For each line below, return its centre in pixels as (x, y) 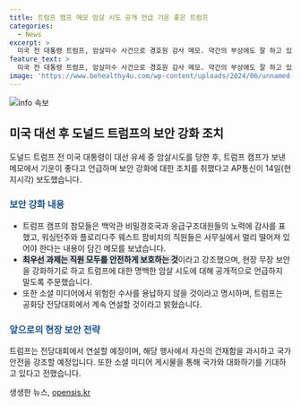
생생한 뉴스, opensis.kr (50, 393)
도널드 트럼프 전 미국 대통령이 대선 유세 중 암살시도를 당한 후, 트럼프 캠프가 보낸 (148, 157)
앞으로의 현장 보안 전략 (55, 330)
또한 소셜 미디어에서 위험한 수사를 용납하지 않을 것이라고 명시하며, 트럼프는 (153, 293)
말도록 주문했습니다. (57, 281)
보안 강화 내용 (37, 204)
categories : (31, 26)
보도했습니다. (59, 179)
